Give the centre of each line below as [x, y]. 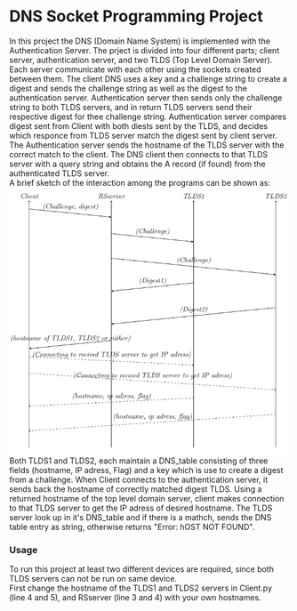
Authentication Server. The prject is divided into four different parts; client [144, 50]
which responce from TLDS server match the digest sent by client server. [143, 135]
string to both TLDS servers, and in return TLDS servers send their [131, 107]
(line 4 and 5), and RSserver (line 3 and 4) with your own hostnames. [136, 598]
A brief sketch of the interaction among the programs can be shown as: [140, 182]
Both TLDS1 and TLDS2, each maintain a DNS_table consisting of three [139, 461]
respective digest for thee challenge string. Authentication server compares [148, 117]
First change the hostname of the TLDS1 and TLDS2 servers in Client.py [141, 588]
